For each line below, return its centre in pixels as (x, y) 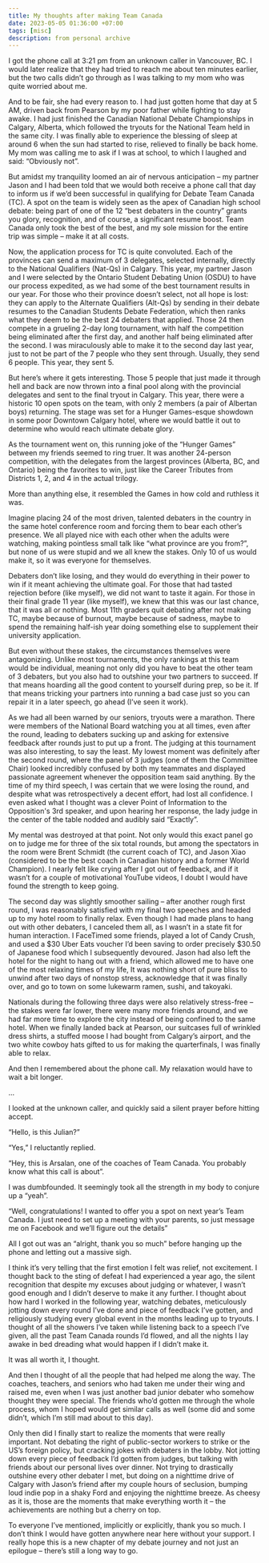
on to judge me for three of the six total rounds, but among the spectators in (133, 844)
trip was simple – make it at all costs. (69, 236)
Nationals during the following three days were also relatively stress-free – (131, 1002)
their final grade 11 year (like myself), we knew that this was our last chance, (134, 602)
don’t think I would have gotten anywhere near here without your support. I (132, 1534)
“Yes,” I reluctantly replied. (52, 1148)
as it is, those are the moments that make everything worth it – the (117, 1501)
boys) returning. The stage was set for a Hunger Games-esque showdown (131, 412)
